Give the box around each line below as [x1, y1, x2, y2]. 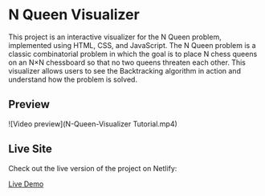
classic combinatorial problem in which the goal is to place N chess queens [8, 49, 258, 58]
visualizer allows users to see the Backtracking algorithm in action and [8, 66, 241, 75]
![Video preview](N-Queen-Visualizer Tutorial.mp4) [8, 118, 178, 129]
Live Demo [8, 178, 44, 189]
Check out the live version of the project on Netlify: [8, 163, 177, 173]
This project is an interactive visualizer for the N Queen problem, [8, 32, 222, 42]
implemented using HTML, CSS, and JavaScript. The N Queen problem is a [8, 40, 256, 50]
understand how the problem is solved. [8, 74, 138, 84]
